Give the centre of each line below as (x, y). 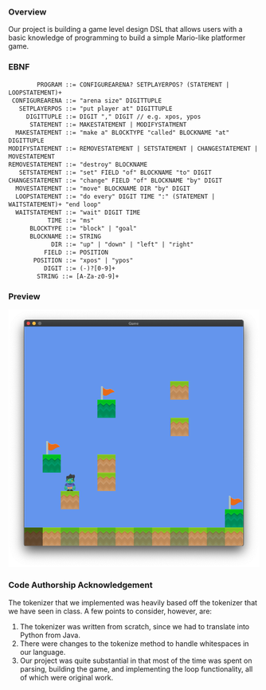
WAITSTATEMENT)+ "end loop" (55, 204)
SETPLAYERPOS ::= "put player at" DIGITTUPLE (96, 109)
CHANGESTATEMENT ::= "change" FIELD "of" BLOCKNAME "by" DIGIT (115, 180)
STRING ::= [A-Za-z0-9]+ (78, 276)
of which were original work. (66, 677)
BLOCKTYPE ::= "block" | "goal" (83, 228)
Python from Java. (50, 635)
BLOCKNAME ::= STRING (65, 236)
